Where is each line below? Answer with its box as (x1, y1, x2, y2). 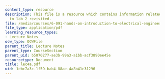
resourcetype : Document (5, 57, 54, 62)
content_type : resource (5, 7, 54, 12)
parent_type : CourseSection (5, 48, 63, 53)
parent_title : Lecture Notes (5, 44, 65, 49)
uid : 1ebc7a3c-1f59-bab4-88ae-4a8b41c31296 (5, 67, 96, 72)
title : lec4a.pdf (5, 62, 41, 67)
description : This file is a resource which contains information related (5, 12, 162, 17)
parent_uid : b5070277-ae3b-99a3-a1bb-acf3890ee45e (5, 53, 111, 58)
